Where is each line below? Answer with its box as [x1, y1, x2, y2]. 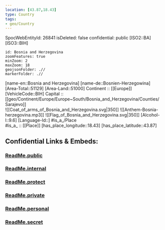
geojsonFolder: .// [5, 67, 46, 72]
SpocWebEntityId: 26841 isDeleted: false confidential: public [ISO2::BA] [5, 35, 152, 41]
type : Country [5, 12, 35, 17]
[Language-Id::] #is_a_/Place [18, 117, 77, 123]
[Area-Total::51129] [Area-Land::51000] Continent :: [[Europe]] [5, 86, 132, 92]
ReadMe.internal [5, 165, 46, 172]
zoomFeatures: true [5, 54, 46, 59]
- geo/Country [5, 21, 35, 26]
